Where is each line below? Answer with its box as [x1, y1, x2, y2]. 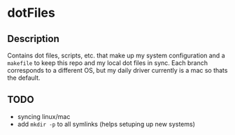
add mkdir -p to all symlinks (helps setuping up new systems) [17, 120, 196, 128]
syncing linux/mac [17, 112, 71, 120]
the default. [7, 73, 41, 82]
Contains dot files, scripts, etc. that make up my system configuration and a [7, 51, 225, 59]
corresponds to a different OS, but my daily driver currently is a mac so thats [7, 66, 228, 74]
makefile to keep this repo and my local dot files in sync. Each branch [7, 59, 208, 67]
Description [7, 33, 59, 45]
